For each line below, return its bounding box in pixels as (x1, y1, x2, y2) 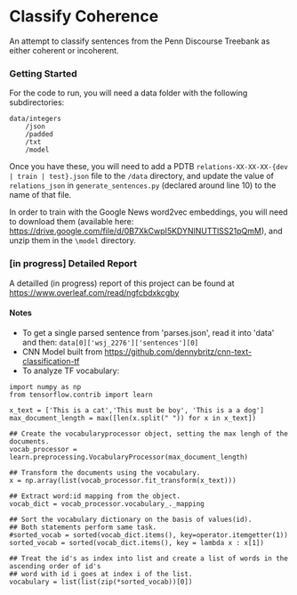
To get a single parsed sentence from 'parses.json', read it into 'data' (21, 327, 275, 338)
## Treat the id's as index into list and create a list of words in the (9, 554, 289, 563)
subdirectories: (9, 97, 65, 108)
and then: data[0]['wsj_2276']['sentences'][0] (21, 337, 199, 347)
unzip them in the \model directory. (9, 235, 136, 246)
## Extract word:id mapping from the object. (9, 492, 181, 501)
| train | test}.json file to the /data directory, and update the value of (9, 171, 274, 182)
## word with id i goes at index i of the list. (9, 569, 193, 578)
